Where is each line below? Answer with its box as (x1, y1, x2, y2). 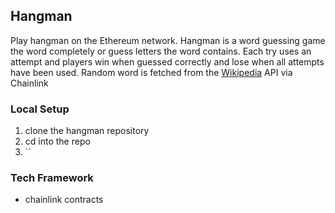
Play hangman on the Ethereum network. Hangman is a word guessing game (10, 34, 326, 46)
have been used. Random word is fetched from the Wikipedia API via (10, 66, 293, 78)
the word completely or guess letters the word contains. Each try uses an (10, 45, 312, 57)
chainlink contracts (24, 194, 104, 206)
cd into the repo (24, 135, 91, 148)
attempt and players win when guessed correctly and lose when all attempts (10, 55, 325, 68)
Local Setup (10, 102, 70, 116)
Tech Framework (10, 171, 94, 185)
